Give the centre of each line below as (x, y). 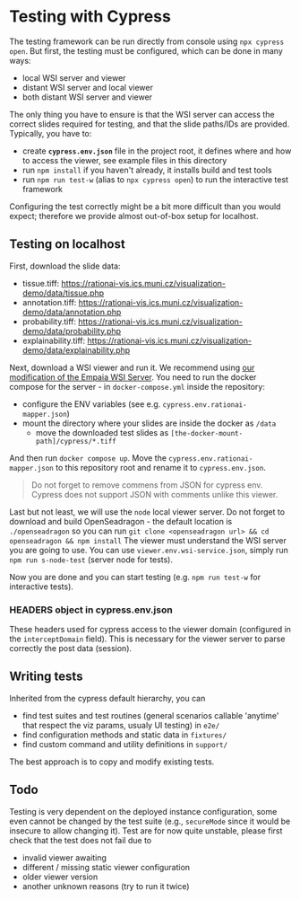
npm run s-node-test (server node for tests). (91, 560)
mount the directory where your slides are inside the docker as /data (149, 423)
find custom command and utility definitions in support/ (125, 744)
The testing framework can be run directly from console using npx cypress (147, 41)
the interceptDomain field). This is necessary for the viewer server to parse (147, 639)
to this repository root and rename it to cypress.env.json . (161, 467)
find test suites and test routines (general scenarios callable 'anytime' (150, 715)
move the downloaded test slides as (102, 432)
